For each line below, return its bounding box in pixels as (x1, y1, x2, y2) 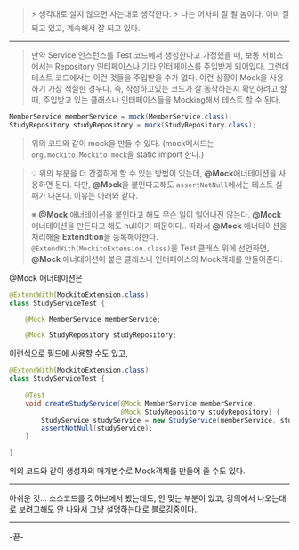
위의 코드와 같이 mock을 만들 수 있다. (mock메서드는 (30, 137, 215, 148)
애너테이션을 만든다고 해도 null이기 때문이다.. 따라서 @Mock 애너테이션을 (30, 220, 287, 231)
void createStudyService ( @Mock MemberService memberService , (25, 398, 256, 408)
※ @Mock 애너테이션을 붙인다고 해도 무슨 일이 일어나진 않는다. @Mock (30, 209, 282, 219)
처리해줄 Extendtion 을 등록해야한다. (30, 231, 158, 242)
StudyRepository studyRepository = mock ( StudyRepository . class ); (9, 120, 256, 129)
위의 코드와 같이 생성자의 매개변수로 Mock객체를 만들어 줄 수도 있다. (9, 465, 246, 476)
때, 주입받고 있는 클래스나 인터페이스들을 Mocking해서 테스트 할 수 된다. (30, 94, 282, 105)
